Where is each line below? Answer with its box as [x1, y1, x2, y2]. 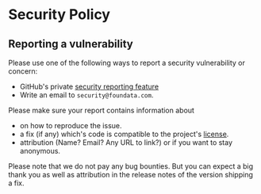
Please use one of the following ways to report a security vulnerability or [8, 58, 246, 67]
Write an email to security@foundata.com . [19, 90, 154, 100]
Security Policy [8, 6, 111, 24]
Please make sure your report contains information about [8, 105, 194, 115]
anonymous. [19, 146, 61, 155]
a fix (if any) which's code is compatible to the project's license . [19, 129, 229, 139]
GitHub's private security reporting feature [19, 82, 159, 91]
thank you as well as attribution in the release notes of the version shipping [8, 170, 254, 179]
